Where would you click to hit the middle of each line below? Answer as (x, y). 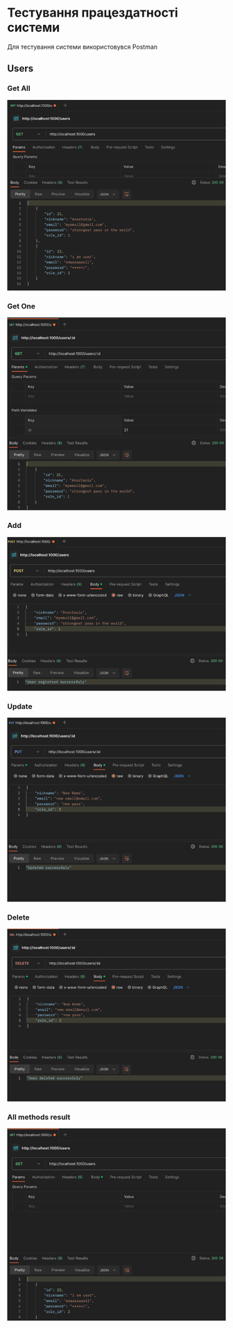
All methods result (39, 1117)
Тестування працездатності (93, 13)
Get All (19, 88)
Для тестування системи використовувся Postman (83, 47)
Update (20, 706)
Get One (21, 306)
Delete (18, 917)
